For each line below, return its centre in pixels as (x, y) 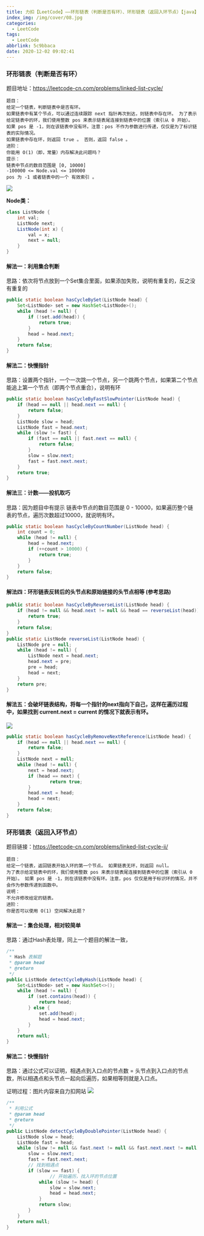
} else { (39, 1008)
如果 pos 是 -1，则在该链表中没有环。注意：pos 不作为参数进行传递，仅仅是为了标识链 (102, 127)
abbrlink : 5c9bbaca (31, 46)
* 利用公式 (21, 1109)
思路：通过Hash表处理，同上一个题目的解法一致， (69, 940)
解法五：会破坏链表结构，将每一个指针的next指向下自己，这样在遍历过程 (97, 704)
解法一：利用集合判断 (33, 266)
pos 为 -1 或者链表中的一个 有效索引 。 (52, 177)
